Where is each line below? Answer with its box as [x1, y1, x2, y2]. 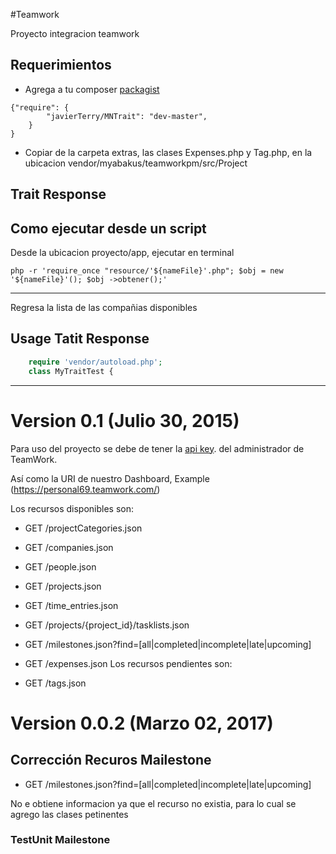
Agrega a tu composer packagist [24, 83, 160, 95]
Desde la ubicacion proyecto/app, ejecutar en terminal [10, 247, 235, 259]
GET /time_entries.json [24, 599, 119, 611]
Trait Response [10, 186, 107, 203]
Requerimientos [10, 57, 112, 74]
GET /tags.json [24, 677, 87, 689]
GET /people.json [24, 560, 97, 573]
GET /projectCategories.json [24, 522, 143, 534]
